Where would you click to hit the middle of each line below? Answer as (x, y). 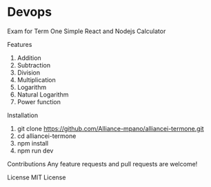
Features (20, 44)
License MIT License (37, 177)
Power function (39, 101)
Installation (23, 115)
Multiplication (37, 79)
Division (28, 72)
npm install (33, 143)
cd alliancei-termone (47, 136)
